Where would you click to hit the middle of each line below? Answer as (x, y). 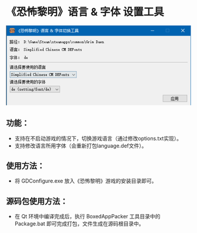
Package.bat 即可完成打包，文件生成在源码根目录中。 (79, 224)
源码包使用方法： (37, 201)
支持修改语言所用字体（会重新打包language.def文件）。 (81, 145)
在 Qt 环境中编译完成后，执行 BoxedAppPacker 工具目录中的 (87, 217)
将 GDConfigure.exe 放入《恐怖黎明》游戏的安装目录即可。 (86, 181)
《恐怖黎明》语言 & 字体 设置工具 (85, 12)
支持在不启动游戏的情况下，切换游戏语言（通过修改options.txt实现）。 (98, 138)
